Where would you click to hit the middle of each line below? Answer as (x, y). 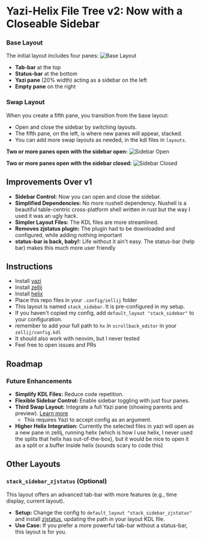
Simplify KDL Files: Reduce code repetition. (69, 394)
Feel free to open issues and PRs (55, 345)
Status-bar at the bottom (46, 74)
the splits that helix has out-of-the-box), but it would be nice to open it (102, 439)
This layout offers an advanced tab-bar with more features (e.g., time (91, 494)
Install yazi (28, 281)
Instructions (29, 266)
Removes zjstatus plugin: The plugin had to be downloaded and (95, 228)
